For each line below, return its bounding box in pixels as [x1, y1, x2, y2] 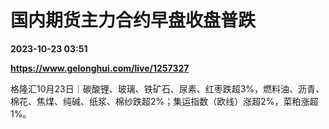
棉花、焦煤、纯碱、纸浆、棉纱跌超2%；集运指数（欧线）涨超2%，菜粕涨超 [10, 95, 319, 107]
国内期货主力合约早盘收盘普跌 [10, 9, 257, 32]
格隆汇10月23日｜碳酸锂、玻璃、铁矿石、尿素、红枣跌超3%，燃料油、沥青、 [10, 82, 325, 95]
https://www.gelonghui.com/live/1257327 [10, 62, 190, 74]
